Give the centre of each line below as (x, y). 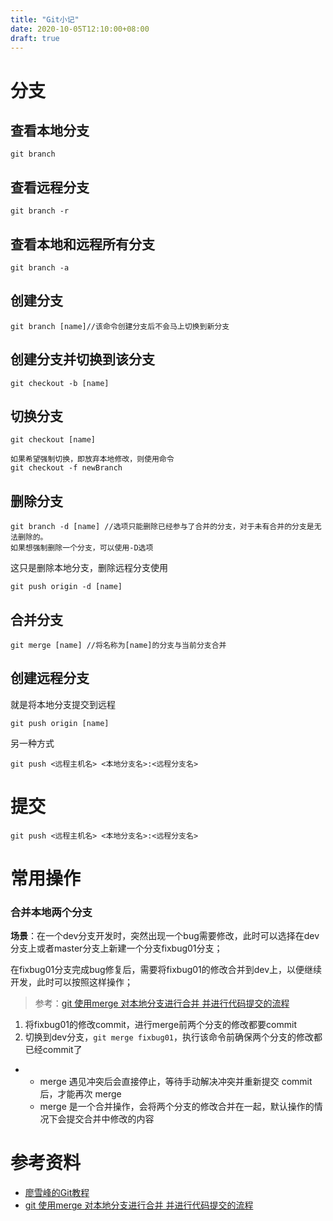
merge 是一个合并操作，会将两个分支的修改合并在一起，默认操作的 (177, 1107)
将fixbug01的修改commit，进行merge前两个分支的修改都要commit (160, 1025)
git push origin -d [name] (66, 587)
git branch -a (40, 268)
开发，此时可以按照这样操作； (71, 982)
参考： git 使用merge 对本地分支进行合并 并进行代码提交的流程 (162, 1003)
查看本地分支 (50, 130)
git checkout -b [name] (60, 383)
